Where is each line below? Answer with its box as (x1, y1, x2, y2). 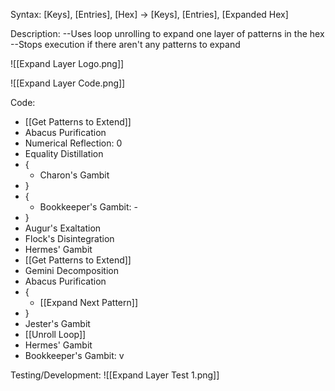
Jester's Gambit (24, 318, 91, 329)
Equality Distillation (24, 148, 104, 159)
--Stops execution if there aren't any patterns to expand (10, 39, 241, 50)
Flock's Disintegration (24, 233, 115, 244)
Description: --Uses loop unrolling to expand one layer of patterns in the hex (10, 28, 325, 39)
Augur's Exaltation (24, 222, 102, 234)
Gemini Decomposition (24, 265, 119, 276)
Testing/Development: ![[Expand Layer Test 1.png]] (10, 369, 220, 381)
